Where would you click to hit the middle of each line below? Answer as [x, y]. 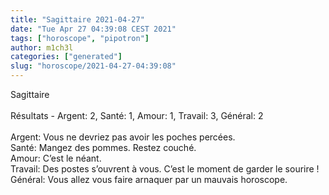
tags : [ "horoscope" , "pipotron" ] [80, 38]
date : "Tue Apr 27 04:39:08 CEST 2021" [93, 29]
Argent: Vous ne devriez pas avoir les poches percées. [123, 137]
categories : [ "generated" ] [66, 57]
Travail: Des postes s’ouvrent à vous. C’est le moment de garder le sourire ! [165, 169]
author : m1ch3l [42, 47]
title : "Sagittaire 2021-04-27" [77, 19]
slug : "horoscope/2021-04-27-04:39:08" [93, 66]
